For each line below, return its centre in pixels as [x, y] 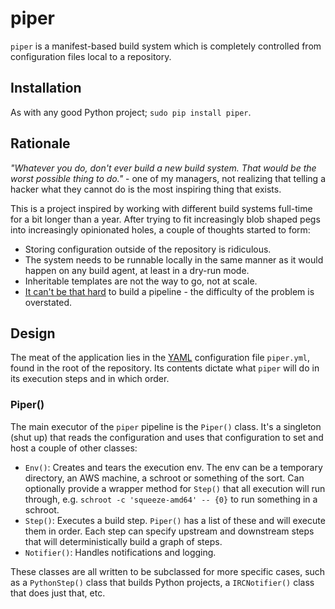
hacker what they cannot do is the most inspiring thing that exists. [146, 189]
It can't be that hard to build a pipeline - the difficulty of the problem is [169, 291]
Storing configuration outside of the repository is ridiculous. [148, 249]
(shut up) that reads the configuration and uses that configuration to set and [167, 437]
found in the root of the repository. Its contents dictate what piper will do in [165, 368]
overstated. [48, 302]
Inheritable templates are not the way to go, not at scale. [141, 281]
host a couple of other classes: [74, 448]
